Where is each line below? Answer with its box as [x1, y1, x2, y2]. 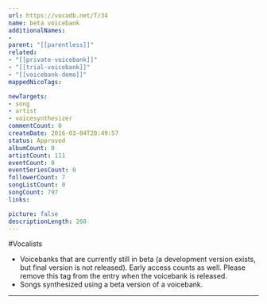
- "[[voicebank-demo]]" [8, 71, 87, 79]
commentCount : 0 [8, 122, 62, 130]
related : [8, 48, 37, 56]
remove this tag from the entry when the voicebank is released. [19, 271, 228, 281]
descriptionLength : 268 [8, 217, 87, 225]
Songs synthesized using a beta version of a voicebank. [19, 279, 203, 290]
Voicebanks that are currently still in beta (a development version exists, [19, 255, 256, 264]
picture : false [8, 210, 59, 218]
